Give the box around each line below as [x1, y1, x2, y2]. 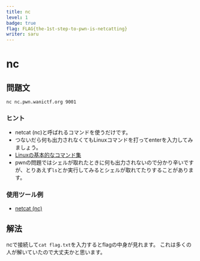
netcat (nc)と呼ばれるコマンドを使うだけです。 [14, 129, 132, 136]
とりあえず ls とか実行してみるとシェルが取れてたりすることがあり [25, 166, 189, 174]
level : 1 [6, 14, 28, 20]
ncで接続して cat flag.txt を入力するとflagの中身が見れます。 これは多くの [6, 241, 192, 248]
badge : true [6, 20, 36, 26]
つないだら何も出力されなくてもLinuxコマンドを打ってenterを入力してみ [14, 136, 193, 143]
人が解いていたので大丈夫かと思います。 [6, 248, 106, 256]
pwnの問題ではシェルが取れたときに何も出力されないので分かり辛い [14, 159, 184, 166]
